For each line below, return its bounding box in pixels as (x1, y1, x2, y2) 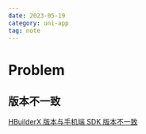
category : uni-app (8, 19, 69, 27)
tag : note (8, 26, 41, 34)
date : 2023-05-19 (8, 11, 66, 20)
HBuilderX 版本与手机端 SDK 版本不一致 (8, 117, 138, 127)
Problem (8, 61, 65, 79)
